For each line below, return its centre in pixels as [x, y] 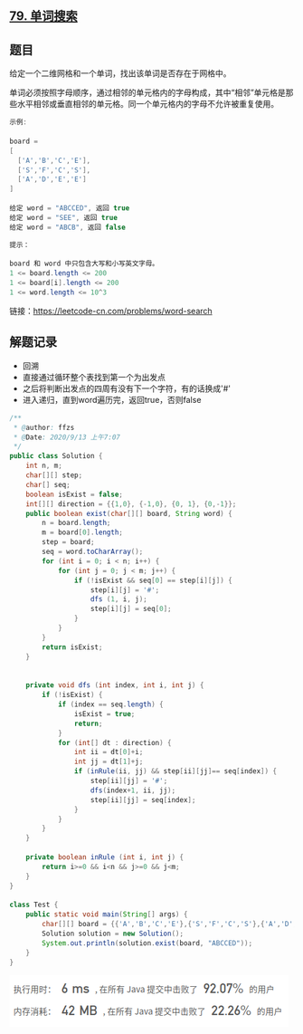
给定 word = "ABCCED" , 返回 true [70, 208]
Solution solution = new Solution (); [113, 934]
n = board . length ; [76, 523]
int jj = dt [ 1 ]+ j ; [109, 762]
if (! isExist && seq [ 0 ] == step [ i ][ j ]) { [153, 580]
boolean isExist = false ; [75, 494]
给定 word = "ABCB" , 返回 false [68, 227]
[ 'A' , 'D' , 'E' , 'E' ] [52, 179]
